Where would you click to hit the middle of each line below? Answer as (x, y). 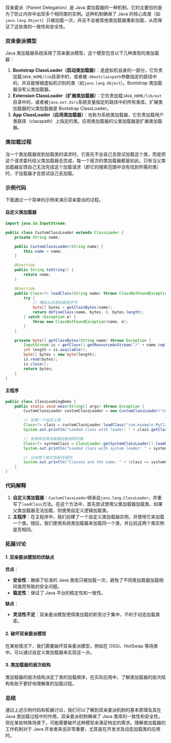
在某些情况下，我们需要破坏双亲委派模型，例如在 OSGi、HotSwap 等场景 (82, 646)
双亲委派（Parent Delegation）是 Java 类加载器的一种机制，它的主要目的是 (84, 7)
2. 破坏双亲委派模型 (26, 634)
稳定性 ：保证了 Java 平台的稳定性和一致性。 (59, 593)
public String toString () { (44, 270)
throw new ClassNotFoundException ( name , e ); (80, 322)
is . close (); (36, 364)
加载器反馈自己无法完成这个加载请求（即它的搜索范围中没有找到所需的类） (83, 167)
